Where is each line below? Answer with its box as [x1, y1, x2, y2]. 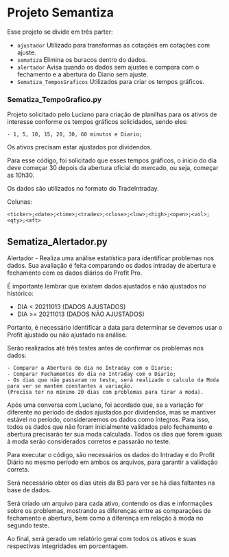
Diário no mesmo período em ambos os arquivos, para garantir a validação [7, 458, 218, 466]
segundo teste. [7, 521, 50, 529]
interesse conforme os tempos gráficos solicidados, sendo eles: [7, 118, 189, 126]
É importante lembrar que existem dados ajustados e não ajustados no [7, 282, 206, 291]
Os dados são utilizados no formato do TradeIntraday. [7, 185, 159, 193]
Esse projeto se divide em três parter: [7, 28, 113, 36]
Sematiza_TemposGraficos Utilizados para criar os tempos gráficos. [16, 77, 204, 85]
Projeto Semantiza [7, 5, 114, 21]
